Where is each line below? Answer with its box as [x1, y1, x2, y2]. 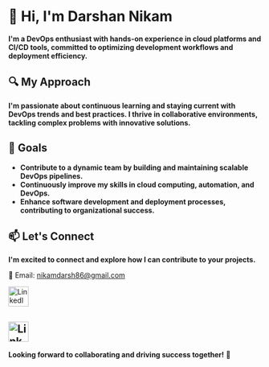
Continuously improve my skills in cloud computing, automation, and [19, 179, 255, 189]
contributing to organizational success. [19, 205, 155, 215]
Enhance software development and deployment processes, [19, 196, 226, 206]
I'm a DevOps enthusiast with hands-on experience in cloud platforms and [8, 34, 262, 43]
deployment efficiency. [8, 51, 88, 60]
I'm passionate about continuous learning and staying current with [8, 101, 236, 110]
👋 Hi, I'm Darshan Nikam [8, 7, 173, 26]
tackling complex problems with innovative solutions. [8, 118, 191, 127]
